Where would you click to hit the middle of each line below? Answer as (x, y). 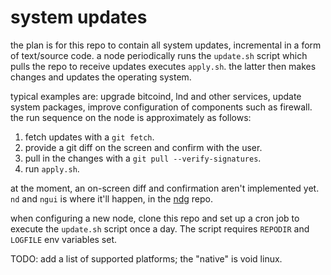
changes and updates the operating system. (101, 77)
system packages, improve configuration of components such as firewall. (161, 107)
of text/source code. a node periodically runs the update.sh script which (159, 55)
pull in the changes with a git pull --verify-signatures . (143, 158)
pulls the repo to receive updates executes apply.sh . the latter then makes (163, 66)
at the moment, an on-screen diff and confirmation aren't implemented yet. (165, 188)
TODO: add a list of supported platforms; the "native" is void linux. (146, 258)
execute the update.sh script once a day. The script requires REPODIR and (160, 228)
